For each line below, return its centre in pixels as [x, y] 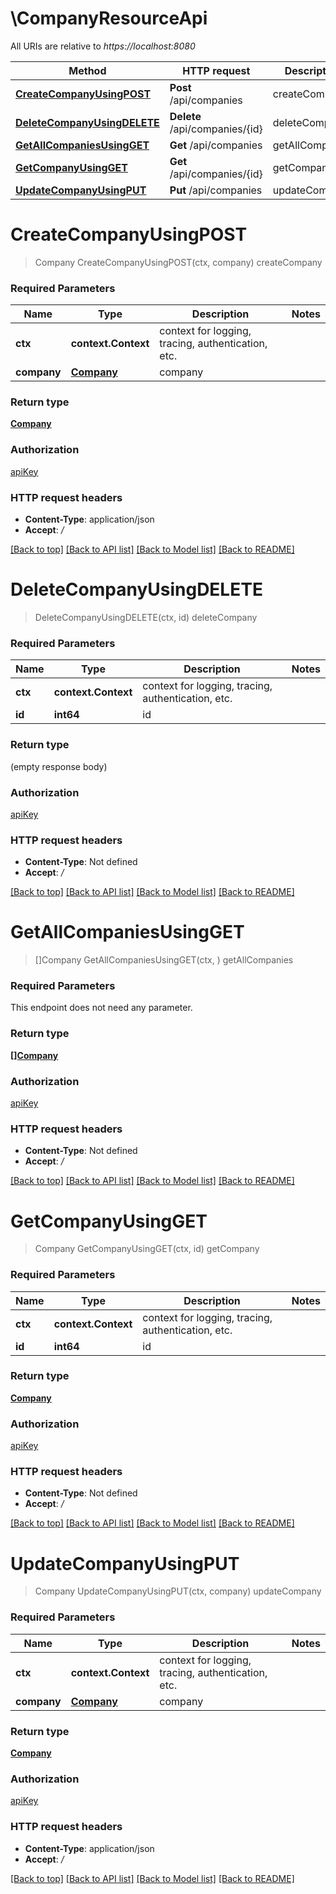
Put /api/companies [216, 190]
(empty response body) [59, 766]
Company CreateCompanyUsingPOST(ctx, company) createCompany [178, 262]
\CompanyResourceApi [109, 18]
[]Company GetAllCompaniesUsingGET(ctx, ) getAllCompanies [164, 960]
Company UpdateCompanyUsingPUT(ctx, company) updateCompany [178, 1591]
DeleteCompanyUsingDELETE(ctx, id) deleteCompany [146, 617]
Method [87, 70]
